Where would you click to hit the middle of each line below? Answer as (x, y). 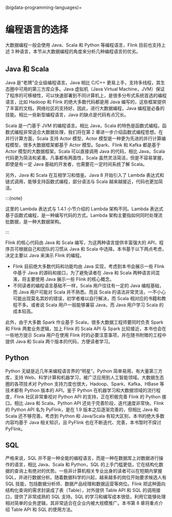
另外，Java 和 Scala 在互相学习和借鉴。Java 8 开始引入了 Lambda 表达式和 (85, 175)
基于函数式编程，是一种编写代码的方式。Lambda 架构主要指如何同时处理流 (84, 215)
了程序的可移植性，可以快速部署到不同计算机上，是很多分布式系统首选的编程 (86, 95)
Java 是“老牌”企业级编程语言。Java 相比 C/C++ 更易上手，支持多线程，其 (83, 82)
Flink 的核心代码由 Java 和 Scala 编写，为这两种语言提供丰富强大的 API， (82, 242)
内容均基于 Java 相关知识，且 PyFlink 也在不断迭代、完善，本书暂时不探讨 (83, 422)
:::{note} (14, 198)
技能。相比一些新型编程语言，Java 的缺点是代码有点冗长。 (67, 115)
